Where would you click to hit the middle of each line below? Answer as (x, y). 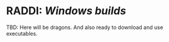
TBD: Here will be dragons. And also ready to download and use (85, 27)
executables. (22, 33)
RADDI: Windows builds (66, 11)
